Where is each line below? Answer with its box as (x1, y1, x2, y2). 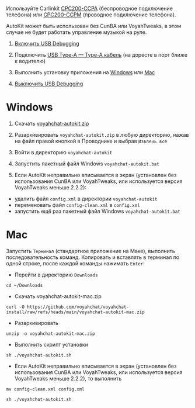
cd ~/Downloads (6, 282, 43, 288)
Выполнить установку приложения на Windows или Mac (14, 69, 155, 75)
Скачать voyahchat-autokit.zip (14, 120, 89, 127)
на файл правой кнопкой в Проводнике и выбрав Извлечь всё (14, 137, 168, 144)
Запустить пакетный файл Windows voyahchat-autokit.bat (14, 160, 159, 167)
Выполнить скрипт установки (14, 341, 89, 348)
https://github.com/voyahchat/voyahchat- (27, 304, 130, 310)
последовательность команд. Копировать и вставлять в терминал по (6, 254, 180, 261)
